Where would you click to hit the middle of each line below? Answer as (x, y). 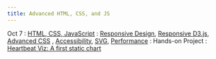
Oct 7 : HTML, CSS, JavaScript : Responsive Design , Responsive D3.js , (108, 33)
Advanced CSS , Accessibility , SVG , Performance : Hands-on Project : (107, 41)
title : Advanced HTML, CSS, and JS (59, 14)
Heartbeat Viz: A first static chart (54, 48)
